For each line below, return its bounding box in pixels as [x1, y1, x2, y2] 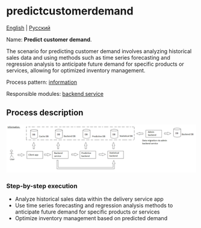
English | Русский [6, 24, 51, 31]
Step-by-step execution [6, 182, 78, 190]
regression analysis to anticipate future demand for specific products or [6, 60, 185, 68]
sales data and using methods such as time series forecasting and [6, 54, 170, 61]
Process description [6, 107, 84, 118]
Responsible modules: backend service [6, 90, 104, 97]
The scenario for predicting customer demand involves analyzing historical [6, 47, 192, 55]
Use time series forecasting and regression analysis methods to [14, 202, 173, 209]
